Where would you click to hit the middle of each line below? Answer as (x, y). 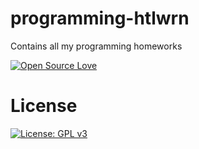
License (44, 106)
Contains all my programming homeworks (96, 46)
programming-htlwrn (100, 18)
